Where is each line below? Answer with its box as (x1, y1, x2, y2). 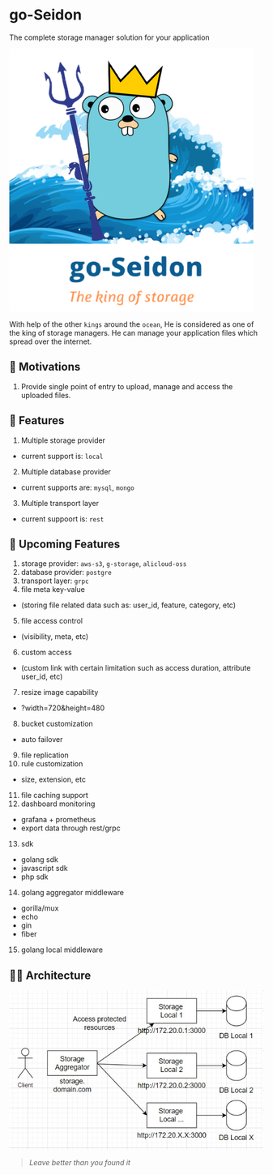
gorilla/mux (20, 903, 59, 913)
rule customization (20, 759, 83, 769)
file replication (20, 750, 70, 760)
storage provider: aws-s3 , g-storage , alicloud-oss (20, 559, 187, 568)
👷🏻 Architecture (9, 968, 92, 982)
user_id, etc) (20, 671, 63, 682)
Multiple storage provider (20, 435, 106, 445)
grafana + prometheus (20, 815, 96, 825)
